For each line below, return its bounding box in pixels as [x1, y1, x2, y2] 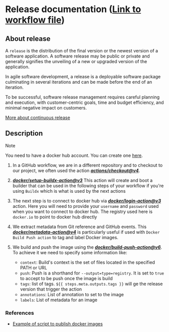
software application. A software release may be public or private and [5, 53, 150, 59]
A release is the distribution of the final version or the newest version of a [5, 48, 158, 53]
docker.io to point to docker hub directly [12, 213, 97, 220]
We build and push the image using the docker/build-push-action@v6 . [12, 244, 162, 250]
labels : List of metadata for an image [20, 297, 97, 303]
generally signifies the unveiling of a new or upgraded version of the [5, 59, 147, 64]
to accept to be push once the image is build [20, 275, 113, 281]
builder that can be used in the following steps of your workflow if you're [12, 183, 164, 189]
